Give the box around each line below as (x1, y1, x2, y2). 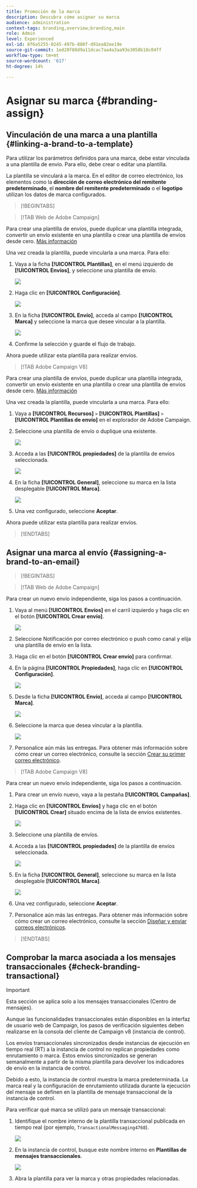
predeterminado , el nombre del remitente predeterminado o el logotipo (6, 185, 183, 192)
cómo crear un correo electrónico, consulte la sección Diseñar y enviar (14, 918, 187, 925)
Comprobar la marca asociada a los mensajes (6, 952, 176, 962)
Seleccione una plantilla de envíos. (14, 831, 99, 838)
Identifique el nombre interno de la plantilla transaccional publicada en (14, 1117, 185, 1124)
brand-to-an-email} (6, 557, 81, 567)
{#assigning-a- (109, 547, 167, 557)
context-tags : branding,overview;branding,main (6, 25, 125, 31)
